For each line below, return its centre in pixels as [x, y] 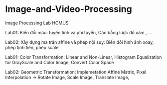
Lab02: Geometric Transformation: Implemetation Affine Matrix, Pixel [76, 72]
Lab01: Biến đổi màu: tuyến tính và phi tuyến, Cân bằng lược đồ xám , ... [79, 32]
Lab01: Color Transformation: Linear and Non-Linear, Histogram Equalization [83, 57]
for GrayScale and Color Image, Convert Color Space [60, 62]
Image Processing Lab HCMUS [37, 23]
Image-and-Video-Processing [69, 9]
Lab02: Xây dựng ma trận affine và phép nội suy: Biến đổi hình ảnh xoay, [80, 42]
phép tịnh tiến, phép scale [32, 47]
